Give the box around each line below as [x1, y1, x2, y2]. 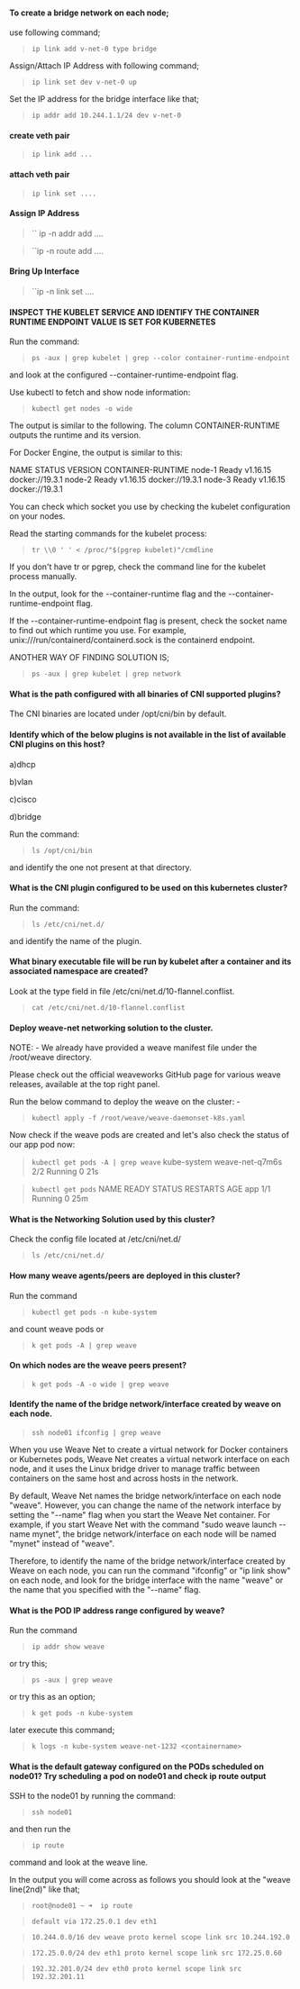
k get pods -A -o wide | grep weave [31, 1379, 169, 1389]
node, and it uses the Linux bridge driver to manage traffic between [9, 1464, 260, 1475]
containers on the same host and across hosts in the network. [9, 1473, 239, 1484]
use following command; [9, 27, 101, 38]
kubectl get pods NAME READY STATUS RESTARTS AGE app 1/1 [31, 1184, 271, 1194]
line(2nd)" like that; [9, 1884, 81, 1895]
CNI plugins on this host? [9, 739, 105, 749]
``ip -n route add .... [31, 245, 104, 256]
